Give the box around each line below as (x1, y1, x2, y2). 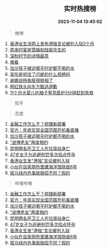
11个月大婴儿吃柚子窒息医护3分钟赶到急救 (9, 90, 94, 96)
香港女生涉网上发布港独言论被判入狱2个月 (9, 41, 95, 47)
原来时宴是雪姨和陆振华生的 (9, 47, 66, 52)
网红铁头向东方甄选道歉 (9, 83, 57, 89)
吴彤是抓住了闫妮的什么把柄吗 (9, 71, 70, 77)
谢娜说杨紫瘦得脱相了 (9, 77, 53, 83)
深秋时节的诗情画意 (9, 53, 49, 59)
